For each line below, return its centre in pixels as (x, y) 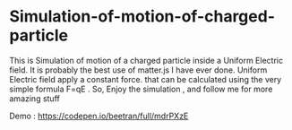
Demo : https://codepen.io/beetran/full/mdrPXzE (99, 116)
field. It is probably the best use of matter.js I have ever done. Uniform (138, 70)
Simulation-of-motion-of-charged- (142, 17)
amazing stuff (34, 98)
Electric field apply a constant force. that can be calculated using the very (146, 79)
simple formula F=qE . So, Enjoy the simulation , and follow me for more (141, 89)
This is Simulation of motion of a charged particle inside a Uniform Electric (146, 60)
